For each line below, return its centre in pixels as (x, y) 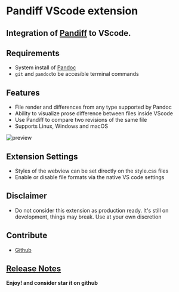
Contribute (27, 236)
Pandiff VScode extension (72, 11)
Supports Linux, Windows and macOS (61, 126)
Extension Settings (42, 156)
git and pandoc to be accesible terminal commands (77, 74)
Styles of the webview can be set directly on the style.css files (92, 171)
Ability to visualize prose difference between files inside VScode (94, 113)
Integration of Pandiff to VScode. (69, 33)
